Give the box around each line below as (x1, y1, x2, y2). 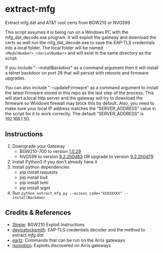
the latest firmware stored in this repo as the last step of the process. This (5, 90, 154, 96)
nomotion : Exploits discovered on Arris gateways (12, 242, 111, 248)
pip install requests (19, 169, 58, 175)
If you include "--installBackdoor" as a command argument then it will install (5, 65, 159, 71)
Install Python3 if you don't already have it (12, 158, 97, 165)
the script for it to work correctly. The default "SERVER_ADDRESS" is (5, 110, 144, 116)
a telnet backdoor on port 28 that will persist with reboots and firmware (5, 70, 149, 76)
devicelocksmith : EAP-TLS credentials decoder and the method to (12, 227, 145, 232)
